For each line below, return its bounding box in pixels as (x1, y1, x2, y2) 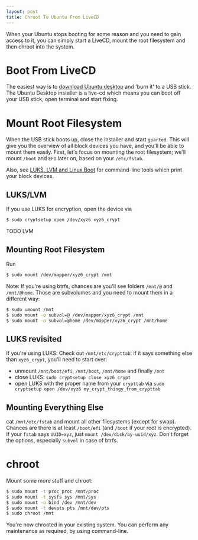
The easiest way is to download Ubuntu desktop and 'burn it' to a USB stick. (6, 83, 191, 90)
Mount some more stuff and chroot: (6, 477, 93, 484)
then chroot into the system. (6, 43, 75, 50)
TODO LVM (6, 228, 34, 235)
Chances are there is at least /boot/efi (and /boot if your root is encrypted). (6, 424, 192, 431)
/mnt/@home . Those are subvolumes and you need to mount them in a (6, 289, 173, 296)
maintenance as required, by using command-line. (6, 528, 129, 535)
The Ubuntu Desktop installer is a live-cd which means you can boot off (6, 89, 181, 96)
